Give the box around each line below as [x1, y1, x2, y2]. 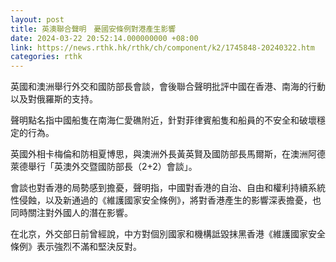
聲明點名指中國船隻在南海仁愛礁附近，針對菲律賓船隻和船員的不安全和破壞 [10, 114, 317, 126]
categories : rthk [10, 52, 83, 62]
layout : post [10, 14, 65, 25]
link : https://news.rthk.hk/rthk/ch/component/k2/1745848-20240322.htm [10, 42, 315, 53]
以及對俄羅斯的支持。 [10, 93, 98, 105]
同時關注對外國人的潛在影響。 [10, 207, 133, 219]
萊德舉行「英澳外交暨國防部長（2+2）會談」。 [10, 161, 198, 173]
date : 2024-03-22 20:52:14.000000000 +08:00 [10, 33, 199, 43]
